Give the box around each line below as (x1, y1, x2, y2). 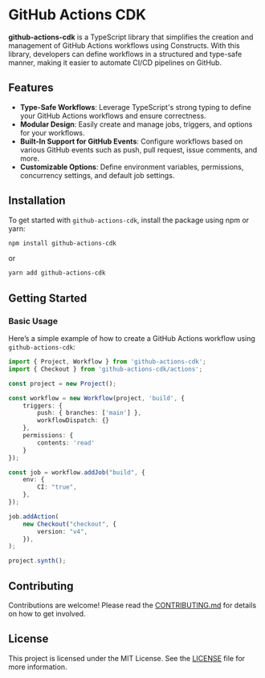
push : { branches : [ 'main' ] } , (37, 409, 142, 417)
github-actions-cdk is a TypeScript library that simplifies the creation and (8, 32, 254, 42)
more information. (8, 662, 67, 672)
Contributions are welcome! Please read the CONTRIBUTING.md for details (8, 600, 257, 610)
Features (8, 81, 54, 95)
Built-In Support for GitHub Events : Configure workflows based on (19, 136, 243, 146)
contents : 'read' (37, 439, 95, 447)
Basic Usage (8, 315, 59, 327)
